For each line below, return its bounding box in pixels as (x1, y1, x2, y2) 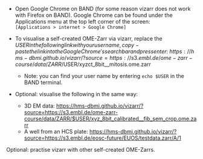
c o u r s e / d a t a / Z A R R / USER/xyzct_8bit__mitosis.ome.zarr (14, 60, 151, 68)
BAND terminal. (24, 79, 63, 86)
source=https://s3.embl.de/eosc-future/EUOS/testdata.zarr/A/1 (24, 134, 181, 141)
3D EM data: (24, 102, 56, 109)
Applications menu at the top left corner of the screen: (14, 18, 150, 25)
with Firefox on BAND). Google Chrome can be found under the (14, 11, 173, 19)
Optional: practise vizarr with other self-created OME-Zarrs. (6, 146, 155, 153)
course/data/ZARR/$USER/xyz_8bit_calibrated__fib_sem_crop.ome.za (24, 115, 197, 122)
